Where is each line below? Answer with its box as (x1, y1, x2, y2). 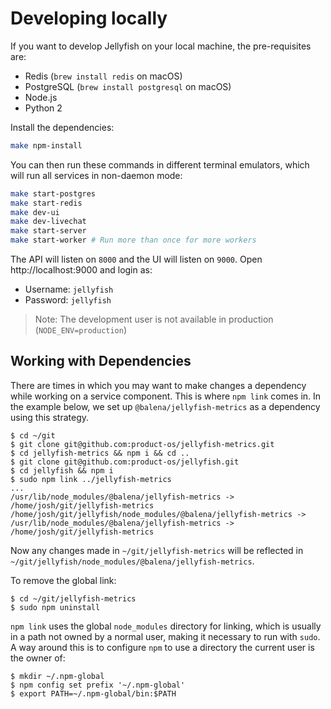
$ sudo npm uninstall (10, 602, 101, 612)
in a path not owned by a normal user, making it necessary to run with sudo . (10, 630, 321, 642)
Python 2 (24, 102, 63, 114)
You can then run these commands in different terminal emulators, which (10, 158, 310, 171)
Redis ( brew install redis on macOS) (24, 70, 183, 82)
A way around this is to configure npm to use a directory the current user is (10, 641, 315, 653)
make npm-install (10, 140, 83, 151)
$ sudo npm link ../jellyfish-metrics (10, 474, 172, 484)
